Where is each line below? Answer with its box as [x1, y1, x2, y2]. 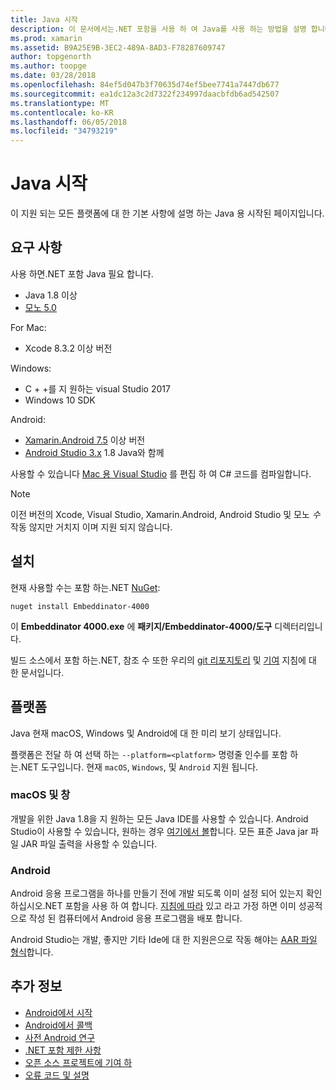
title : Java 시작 [10, 14, 78, 25]
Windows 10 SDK [24, 394, 96, 406]
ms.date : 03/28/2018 [10, 71, 97, 81]
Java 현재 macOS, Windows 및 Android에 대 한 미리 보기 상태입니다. [10, 727, 282, 739]
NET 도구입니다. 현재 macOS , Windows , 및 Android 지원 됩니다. [20, 761, 259, 773]
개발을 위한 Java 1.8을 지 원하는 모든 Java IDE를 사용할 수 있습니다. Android [10, 812, 309, 825]
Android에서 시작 [24, 1006, 93, 1018]
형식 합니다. [10, 946, 54, 958]
